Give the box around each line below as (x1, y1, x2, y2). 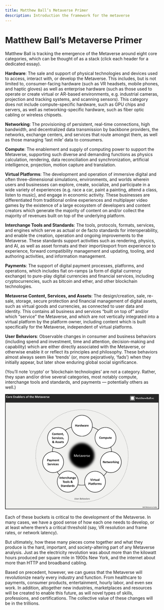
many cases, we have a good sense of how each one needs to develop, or (5, 519, 155, 525)
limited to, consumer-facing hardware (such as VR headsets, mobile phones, (5, 81, 159, 87)
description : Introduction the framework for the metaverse (5, 13, 130, 18)
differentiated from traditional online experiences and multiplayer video (5, 197, 148, 203)
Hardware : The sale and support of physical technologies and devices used (5, 71, 158, 77)
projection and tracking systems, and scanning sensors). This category (5, 97, 148, 102)
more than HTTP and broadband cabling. (5, 560, 87, 566)
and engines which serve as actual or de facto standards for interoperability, (5, 227, 159, 234)
